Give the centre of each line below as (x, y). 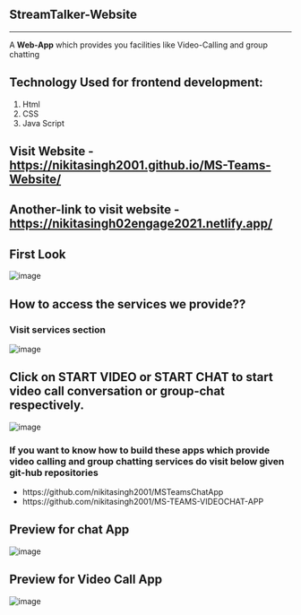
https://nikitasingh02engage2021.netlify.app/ (141, 224)
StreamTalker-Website (73, 15)
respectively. (47, 406)
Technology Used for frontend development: (136, 83)
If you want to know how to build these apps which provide (140, 450)
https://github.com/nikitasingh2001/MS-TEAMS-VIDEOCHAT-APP (143, 502)
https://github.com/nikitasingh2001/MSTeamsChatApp (123, 492)
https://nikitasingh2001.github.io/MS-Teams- (140, 165)
